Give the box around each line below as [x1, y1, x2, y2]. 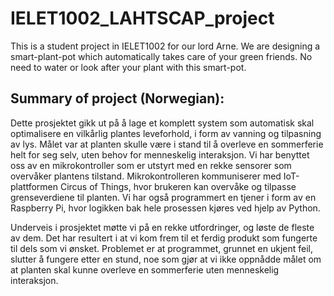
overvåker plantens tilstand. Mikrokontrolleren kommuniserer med [10, 170, 282, 182]
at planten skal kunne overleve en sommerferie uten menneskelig [10, 263, 280, 276]
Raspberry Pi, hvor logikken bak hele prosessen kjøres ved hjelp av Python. [10, 202, 321, 214]
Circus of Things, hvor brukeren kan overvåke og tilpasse [59, 180, 297, 192]
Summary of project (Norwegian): [10, 90, 225, 107]
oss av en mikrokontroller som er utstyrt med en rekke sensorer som [10, 159, 292, 171]
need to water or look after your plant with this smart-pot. [10, 61, 247, 73]
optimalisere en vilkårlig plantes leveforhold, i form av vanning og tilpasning [10, 127, 322, 139]
